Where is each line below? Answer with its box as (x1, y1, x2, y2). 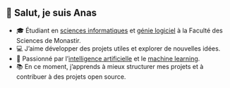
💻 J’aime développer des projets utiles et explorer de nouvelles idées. (16, 44, 221, 53)
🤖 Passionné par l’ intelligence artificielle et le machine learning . (16, 54, 200, 63)
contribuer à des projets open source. (16, 72, 126, 81)
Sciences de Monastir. (16, 36, 81, 44)
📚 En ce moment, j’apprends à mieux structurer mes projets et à (16, 62, 204, 70)
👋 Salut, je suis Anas (6, 7, 97, 19)
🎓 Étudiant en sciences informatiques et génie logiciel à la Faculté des (16, 26, 223, 34)
